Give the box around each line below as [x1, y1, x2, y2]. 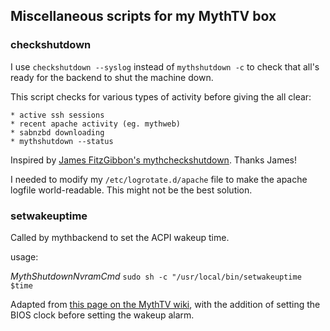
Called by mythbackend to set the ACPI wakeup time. [10, 231, 230, 243]
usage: [10, 250, 39, 263]
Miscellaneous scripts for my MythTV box [10, 8, 277, 25]
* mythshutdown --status [10, 136, 114, 146]
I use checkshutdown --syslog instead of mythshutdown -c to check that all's [10, 60, 320, 73]
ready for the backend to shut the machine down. [10, 71, 214, 83]
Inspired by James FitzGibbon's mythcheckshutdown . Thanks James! [10, 154, 298, 166]
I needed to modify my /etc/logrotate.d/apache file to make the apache [10, 173, 308, 185]
